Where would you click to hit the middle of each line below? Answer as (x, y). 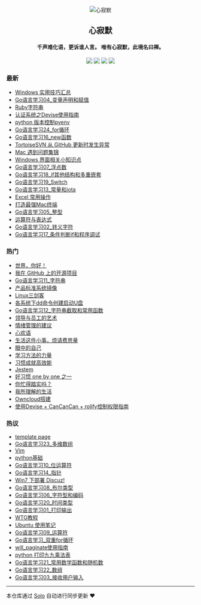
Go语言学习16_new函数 (43, 137)
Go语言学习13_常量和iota (45, 189)
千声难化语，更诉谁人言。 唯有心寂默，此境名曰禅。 (100, 47)
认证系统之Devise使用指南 (47, 114)
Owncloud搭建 (33, 399)
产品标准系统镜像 (36, 288)
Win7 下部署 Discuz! (39, 480)
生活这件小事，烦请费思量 (46, 340)
